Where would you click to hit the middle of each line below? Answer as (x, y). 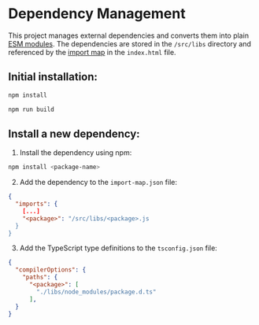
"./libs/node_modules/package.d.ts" (96, 292)
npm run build (31, 109)
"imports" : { (37, 204)
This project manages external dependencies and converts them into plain (129, 35)
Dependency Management (97, 14)
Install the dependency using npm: (76, 153)
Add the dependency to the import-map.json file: (98, 183)
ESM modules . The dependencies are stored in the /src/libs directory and (130, 43)
